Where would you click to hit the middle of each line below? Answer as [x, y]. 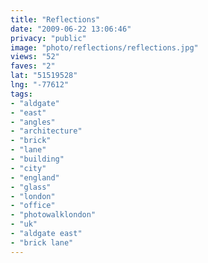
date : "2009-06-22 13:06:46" [71, 29]
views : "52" [35, 57]
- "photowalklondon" [53, 215]
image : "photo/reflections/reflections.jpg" [104, 47]
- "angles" [33, 122]
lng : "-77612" [40, 85]
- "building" [37, 159]
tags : [21, 94]
